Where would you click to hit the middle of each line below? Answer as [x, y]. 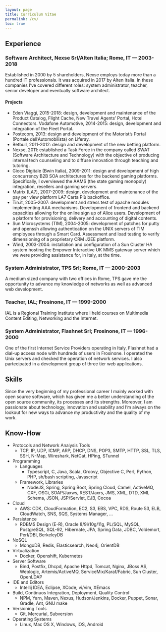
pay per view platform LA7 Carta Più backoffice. [61, 197]
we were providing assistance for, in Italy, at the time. [67, 255]
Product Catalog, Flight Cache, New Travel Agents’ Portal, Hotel [77, 118]
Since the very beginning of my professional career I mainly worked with [79, 391]
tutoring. [21, 166]
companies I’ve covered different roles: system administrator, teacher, [77, 85]
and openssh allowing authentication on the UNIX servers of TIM [78, 229]
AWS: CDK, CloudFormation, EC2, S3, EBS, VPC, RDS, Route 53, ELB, [90, 508]
